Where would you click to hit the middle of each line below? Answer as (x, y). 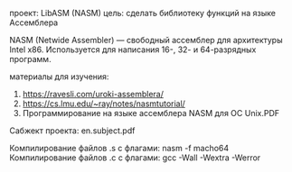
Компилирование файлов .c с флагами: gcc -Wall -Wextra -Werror (135, 158)
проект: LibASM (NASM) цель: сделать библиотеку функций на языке (142, 13)
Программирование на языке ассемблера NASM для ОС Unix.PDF (151, 113)
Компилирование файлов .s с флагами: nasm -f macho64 (119, 148)
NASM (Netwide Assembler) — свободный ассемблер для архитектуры (146, 40)
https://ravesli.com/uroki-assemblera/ (93, 94)
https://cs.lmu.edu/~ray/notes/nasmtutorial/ (104, 104)
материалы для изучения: (59, 77)
